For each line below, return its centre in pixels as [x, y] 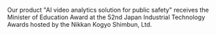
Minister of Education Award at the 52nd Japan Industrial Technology [106, 17]
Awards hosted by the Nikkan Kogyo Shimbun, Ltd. [80, 24]
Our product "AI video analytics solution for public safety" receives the [108, 10]
